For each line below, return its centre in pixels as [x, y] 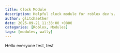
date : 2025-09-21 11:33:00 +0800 [39, 23]
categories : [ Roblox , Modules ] [37, 27]
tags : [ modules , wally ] [29, 32]
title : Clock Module [26, 9]
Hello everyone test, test [30, 46]
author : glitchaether [27, 18]
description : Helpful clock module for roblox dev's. [60, 14]
